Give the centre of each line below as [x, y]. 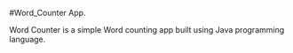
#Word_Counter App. [48, 13]
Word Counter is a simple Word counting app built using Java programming [147, 30]
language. [28, 39]
